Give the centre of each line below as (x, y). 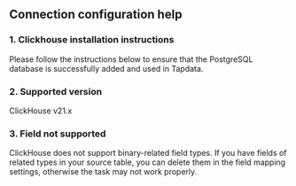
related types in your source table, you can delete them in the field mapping (148, 162)
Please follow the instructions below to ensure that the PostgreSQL (131, 59)
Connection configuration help (96, 15)
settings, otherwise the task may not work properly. (103, 172)
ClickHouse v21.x (41, 111)
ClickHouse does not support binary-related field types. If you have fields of (148, 153)
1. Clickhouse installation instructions (92, 40)
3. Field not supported (58, 134)
